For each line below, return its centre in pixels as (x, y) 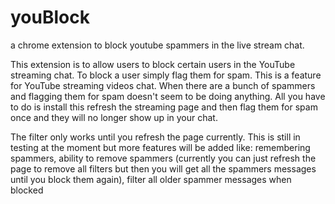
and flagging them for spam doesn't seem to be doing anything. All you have (168, 96)
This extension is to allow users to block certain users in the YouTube (153, 64)
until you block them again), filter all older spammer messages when (151, 179)
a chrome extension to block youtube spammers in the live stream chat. (157, 45)
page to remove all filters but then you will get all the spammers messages (163, 168)
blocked (27, 190)
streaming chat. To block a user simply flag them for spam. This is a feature (166, 75)
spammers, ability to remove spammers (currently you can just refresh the (163, 158)
